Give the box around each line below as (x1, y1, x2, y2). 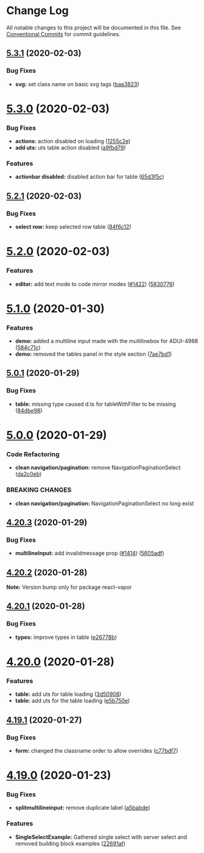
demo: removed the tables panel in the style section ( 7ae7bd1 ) (15, 350, 172, 358)
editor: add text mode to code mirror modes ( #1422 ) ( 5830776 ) (15, 280, 175, 287)
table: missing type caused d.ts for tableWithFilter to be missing (15, 400, 176, 407)
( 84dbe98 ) (15, 407, 43, 414)
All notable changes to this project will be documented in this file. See (6, 24, 181, 31)
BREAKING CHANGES (6, 486, 72, 494)
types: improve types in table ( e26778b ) (15, 633, 117, 641)
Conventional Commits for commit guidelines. (6, 30, 121, 37)
